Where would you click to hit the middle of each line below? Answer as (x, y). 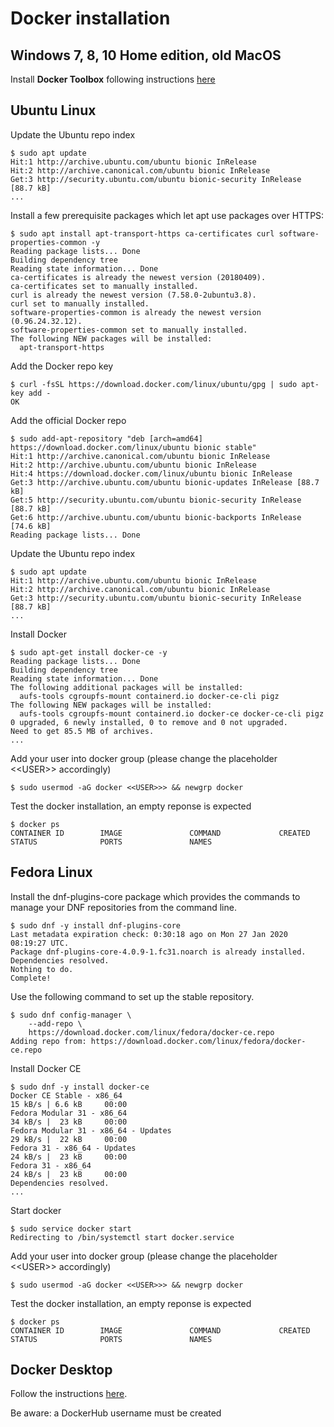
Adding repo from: (48, 1041)
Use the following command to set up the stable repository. (132, 996)
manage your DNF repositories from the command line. (123, 907)
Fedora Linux (51, 872)
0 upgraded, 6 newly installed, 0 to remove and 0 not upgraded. (149, 722)
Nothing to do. (42, 969)
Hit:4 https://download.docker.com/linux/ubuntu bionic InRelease (151, 473)
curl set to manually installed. (80, 303)
